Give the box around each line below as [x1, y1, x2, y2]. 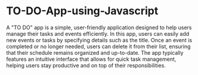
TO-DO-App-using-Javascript [6, 4, 159, 18]
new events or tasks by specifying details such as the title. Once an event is [6, 36, 193, 43]
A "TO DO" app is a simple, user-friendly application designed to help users [6, 24, 192, 31]
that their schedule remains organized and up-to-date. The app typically [6, 49, 184, 56]
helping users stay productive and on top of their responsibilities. [6, 61, 166, 69]
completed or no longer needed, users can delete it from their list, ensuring [6, 43, 191, 50]
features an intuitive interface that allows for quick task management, [6, 55, 177, 62]
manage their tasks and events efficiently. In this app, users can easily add [6, 30, 190, 37]
